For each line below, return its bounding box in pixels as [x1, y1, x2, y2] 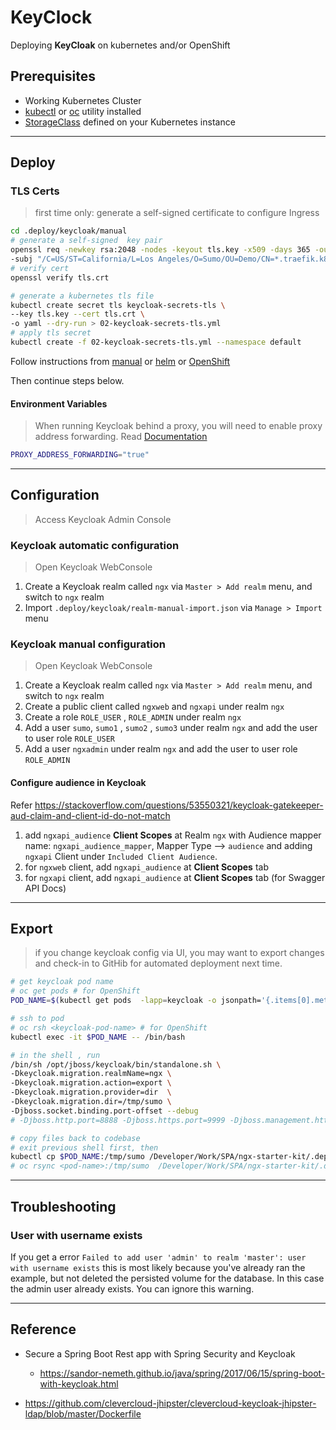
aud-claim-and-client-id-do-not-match [10, 809, 171, 821]
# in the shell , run [10, 1050, 101, 1060]
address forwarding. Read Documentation [34, 431, 208, 443]
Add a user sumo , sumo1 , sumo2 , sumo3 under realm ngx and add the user [24, 722, 318, 734]
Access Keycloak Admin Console [34, 513, 172, 525]
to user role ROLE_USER [24, 732, 115, 745]
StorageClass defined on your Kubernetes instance [24, 116, 236, 128]
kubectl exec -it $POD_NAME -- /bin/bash [10, 1032, 186, 1042]
